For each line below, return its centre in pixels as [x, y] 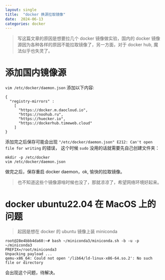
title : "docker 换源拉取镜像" [35, 14]
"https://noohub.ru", [41, 115]
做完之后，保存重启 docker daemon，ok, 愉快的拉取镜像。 [65, 172]
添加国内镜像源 [36, 73]
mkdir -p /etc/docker [28, 157]
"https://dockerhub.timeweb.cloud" [55, 123]
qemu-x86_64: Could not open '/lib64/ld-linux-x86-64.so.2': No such [79, 259]
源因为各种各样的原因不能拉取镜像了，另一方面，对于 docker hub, [85, 45]
